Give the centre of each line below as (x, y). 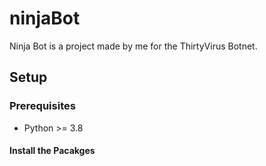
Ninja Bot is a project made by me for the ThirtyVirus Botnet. (133, 46)
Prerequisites (42, 106)
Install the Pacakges (52, 151)
